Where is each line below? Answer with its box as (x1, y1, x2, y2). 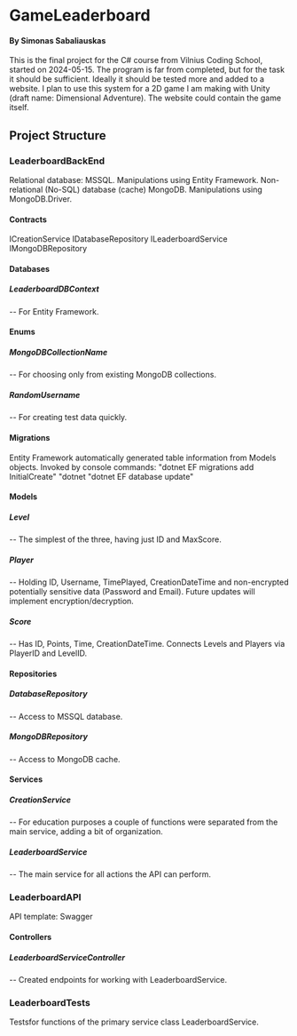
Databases (9, 263, 51, 274)
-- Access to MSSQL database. (9, 711, 123, 721)
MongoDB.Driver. (9, 194, 73, 204)
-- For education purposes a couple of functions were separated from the (9, 817, 278, 827)
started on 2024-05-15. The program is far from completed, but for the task (9, 64, 285, 76)
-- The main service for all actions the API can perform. (9, 869, 211, 880)
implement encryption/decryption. (9, 596, 135, 607)
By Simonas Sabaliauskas (9, 35, 106, 45)
